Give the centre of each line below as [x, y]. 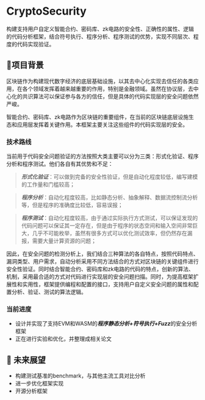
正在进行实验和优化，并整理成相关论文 [63, 339]
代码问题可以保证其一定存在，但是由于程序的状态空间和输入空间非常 [107, 226]
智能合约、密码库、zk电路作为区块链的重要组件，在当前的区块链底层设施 [98, 116]
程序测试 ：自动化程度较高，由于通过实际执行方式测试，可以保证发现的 [110, 218]
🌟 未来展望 [26, 360]
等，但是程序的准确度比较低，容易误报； [72, 205]
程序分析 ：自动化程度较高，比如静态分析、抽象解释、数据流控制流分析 [110, 198]
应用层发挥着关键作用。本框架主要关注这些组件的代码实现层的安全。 [102, 124]
